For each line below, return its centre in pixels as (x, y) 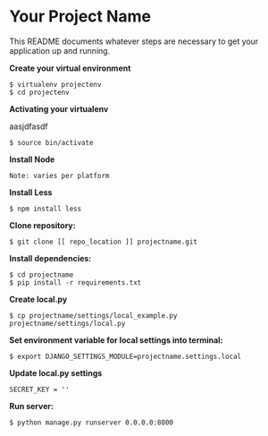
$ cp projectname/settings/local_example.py (93, 315)
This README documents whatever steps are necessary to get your (134, 41)
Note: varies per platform (59, 175)
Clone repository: (42, 225)
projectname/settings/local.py (67, 323)
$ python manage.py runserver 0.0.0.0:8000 (92, 423)
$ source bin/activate (51, 142)
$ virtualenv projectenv (55, 84)
